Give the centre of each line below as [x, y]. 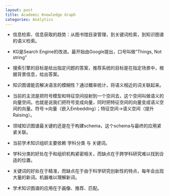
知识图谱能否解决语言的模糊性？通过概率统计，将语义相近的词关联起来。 [88, 85]
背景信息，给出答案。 [39, 74]
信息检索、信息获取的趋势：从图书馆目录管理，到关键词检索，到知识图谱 [88, 35]
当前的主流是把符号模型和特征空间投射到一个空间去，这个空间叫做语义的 [88, 96]
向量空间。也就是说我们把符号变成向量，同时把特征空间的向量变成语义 [86, 102]
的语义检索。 [26, 41]
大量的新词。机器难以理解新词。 [46, 177]
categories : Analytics [29, 19]
